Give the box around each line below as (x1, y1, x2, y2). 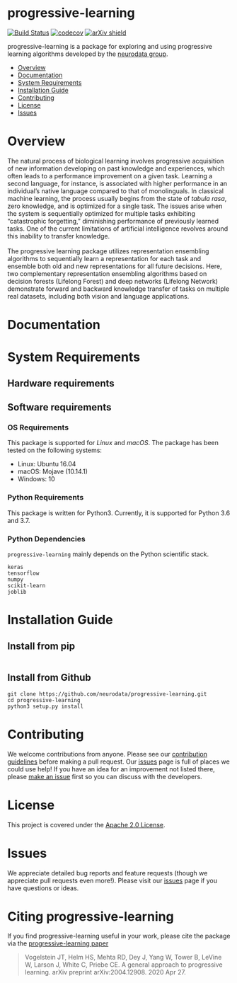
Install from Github (7, 672, 92, 684)
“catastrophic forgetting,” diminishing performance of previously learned (7, 217, 219, 225)
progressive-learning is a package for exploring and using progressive (7, 42, 212, 50)
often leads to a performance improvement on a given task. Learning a (7, 171, 213, 180)
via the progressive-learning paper (7, 939, 109, 948)
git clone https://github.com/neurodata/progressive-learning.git (7, 690, 207, 698)
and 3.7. (7, 516, 30, 524)
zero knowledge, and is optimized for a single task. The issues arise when (7, 202, 223, 210)
